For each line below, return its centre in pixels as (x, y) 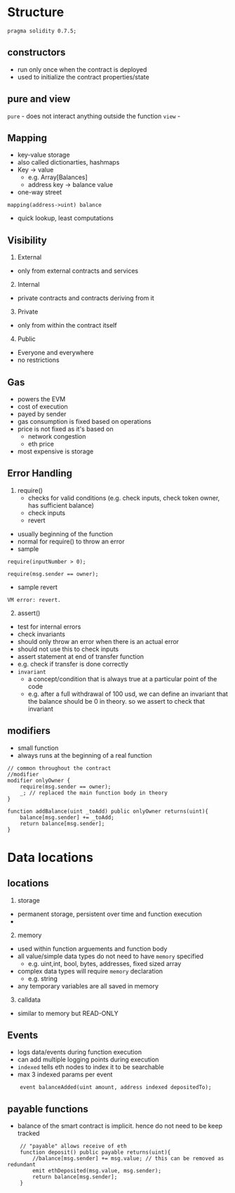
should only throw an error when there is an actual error (98, 641)
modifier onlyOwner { (39, 780)
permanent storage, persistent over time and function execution (109, 914)
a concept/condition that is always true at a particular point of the (122, 678)
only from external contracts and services (78, 271)
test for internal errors (49, 626)
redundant (22, 1165)
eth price (41, 444)
